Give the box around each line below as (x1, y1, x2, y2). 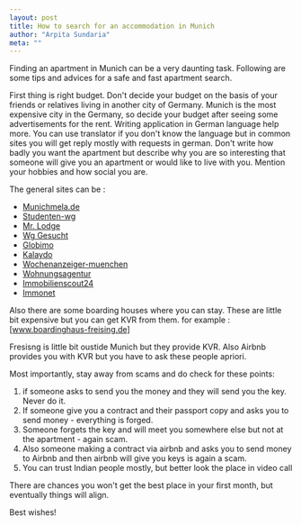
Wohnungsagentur (22, 268, 92, 279)
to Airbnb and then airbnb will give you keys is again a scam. (22, 453, 247, 464)
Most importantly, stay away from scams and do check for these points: (9, 368, 276, 379)
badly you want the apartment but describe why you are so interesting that (9, 148, 286, 158)
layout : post (9, 13, 58, 23)
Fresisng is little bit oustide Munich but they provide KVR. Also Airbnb (9, 341, 267, 352)
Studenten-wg (22, 211, 76, 222)
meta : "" (9, 38, 42, 48)
